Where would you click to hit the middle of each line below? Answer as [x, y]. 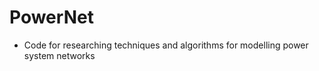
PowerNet [51, 17]
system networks [59, 55]
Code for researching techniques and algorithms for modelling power [166, 45]
